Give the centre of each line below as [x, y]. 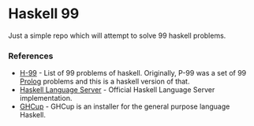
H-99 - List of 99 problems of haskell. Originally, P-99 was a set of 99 [133, 73]
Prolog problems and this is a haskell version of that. [105, 82]
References [31, 56]
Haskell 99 [44, 14]
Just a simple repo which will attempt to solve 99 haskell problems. [117, 35]
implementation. [46, 98]
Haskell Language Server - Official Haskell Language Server [117, 90]
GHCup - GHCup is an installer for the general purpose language [125, 106]
